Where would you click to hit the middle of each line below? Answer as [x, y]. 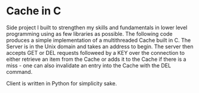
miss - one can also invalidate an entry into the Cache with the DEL [89, 65]
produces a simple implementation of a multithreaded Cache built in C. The [99, 40]
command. [19, 72]
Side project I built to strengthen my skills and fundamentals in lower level [97, 27]
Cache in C [34, 11]
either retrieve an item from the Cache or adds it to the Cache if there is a [96, 59]
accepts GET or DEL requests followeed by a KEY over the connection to [96, 52]
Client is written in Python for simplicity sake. [62, 83]
